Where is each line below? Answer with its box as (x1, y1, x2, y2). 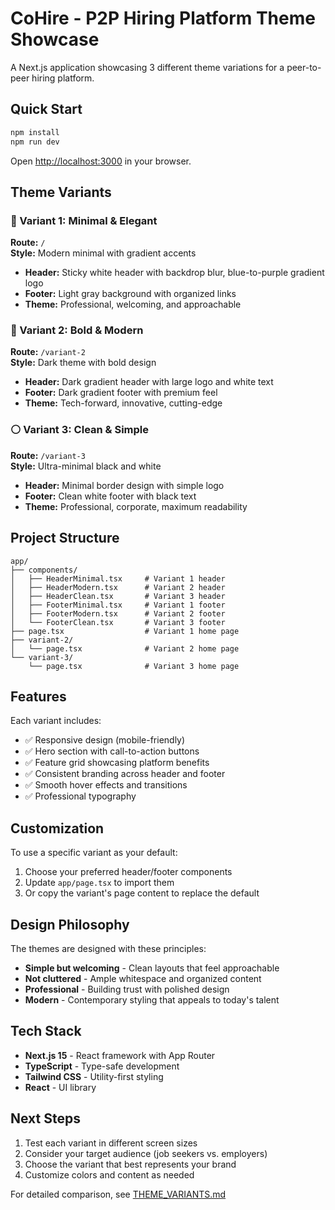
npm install (10, 127, 60, 137)
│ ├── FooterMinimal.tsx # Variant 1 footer (10, 600, 226, 610)
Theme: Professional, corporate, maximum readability (24, 500, 248, 512)
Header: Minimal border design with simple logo (24, 479, 225, 491)
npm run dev (10, 137, 60, 147)
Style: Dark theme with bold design (10, 357, 157, 369)
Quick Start (10, 101, 83, 118)
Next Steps (10, 1110, 81, 1127)
